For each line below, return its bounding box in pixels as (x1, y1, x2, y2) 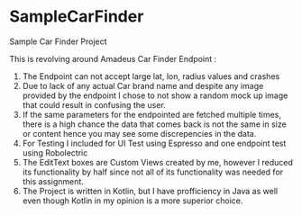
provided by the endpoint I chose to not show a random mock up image (22, 90, 288, 101)
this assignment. (22, 175, 84, 186)
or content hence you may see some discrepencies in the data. (22, 128, 257, 139)
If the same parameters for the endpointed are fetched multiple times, (22, 109, 281, 120)
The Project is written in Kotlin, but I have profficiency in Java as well (22, 185, 278, 196)
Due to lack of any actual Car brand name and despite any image (22, 80, 264, 91)
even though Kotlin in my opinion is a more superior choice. (22, 195, 243, 206)
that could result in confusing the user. (22, 99, 167, 110)
